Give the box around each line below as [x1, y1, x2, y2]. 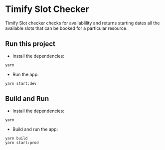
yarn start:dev [5, 81, 37, 86]
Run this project [5, 40, 56, 48]
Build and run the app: [12, 126, 58, 132]
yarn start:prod [5, 140, 39, 145]
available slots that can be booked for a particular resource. [5, 25, 128, 31]
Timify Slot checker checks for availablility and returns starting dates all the [5, 20, 161, 26]
